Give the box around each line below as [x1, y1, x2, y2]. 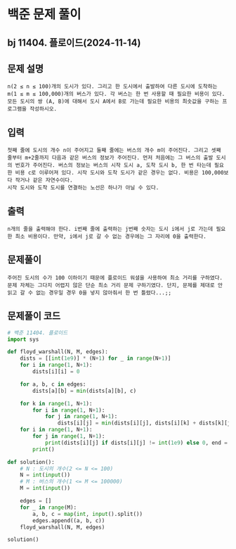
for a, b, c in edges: [20, 381, 86, 388]
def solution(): [7, 458, 55, 465]
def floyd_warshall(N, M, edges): [7, 348, 109, 355]
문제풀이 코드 [7, 310, 61, 322]
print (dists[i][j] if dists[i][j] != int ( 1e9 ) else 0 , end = [44, 439, 228, 446]
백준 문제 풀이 [7, 6, 81, 23]
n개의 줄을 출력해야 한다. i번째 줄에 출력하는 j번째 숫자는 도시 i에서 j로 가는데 [7, 226, 213, 233]
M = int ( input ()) [20, 485, 71, 492]
